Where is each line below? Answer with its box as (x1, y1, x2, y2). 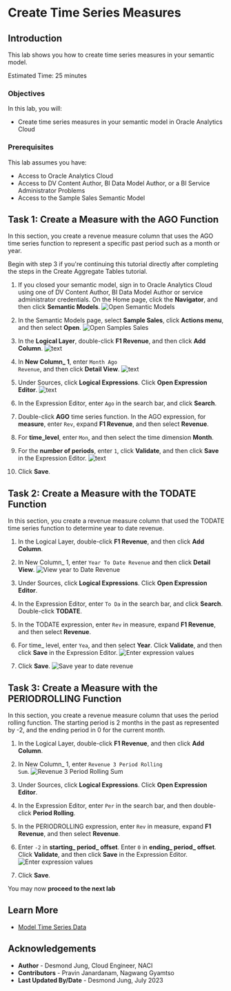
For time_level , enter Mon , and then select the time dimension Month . (17, 434, 214, 442)
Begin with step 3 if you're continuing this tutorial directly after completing (8, 260, 219, 268)
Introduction (8, 33, 63, 44)
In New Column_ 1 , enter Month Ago (17, 358, 118, 366)
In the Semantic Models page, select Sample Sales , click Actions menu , (17, 316, 223, 324)
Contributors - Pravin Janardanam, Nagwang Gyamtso (17, 968, 174, 976)
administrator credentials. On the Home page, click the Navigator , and (17, 295, 218, 304)
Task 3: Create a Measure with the (8, 682, 158, 694)
